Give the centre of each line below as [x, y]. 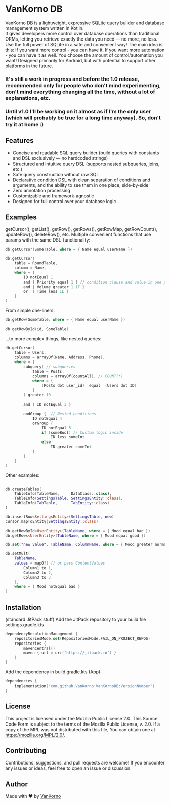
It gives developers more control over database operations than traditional [82, 33]
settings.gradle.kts [25, 625]
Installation [23, 607]
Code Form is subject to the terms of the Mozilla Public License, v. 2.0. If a [83, 724]
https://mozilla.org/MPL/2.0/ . [35, 735]
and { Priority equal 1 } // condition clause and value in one [93, 282]
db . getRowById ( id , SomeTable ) [37, 329]
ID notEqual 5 [56, 428]
